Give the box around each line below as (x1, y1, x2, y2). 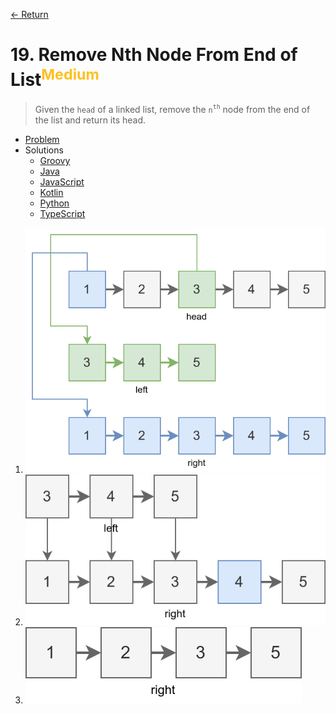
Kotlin (39, 186, 64, 198)
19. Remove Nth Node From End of (10, 44, 298, 66)
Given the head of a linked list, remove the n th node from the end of (34, 103, 311, 115)
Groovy (39, 154, 71, 166)
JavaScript (39, 175, 85, 188)
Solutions (24, 144, 64, 156)
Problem (24, 133, 60, 145)
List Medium (10, 65, 100, 91)
